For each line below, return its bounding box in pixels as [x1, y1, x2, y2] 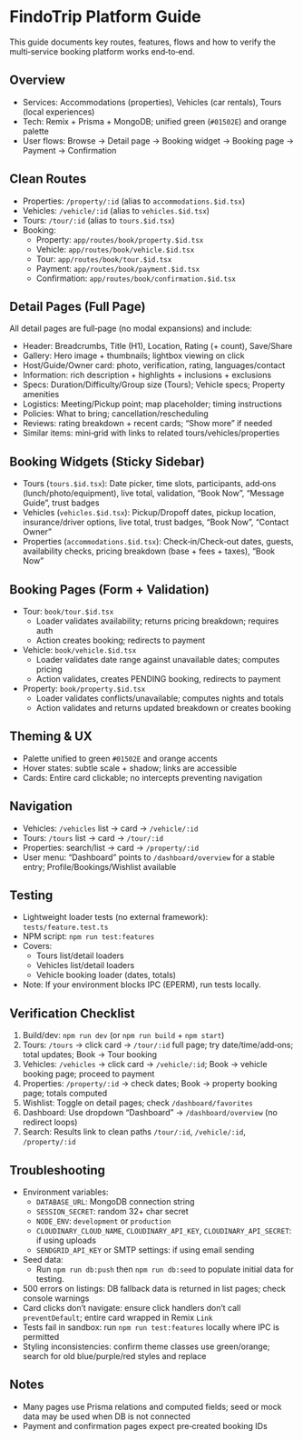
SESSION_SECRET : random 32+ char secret [35, 1206, 189, 1217]
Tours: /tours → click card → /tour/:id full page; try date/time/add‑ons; [22, 1039, 294, 1051]
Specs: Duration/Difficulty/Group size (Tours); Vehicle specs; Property [22, 379, 286, 390]
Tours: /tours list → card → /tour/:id [22, 832, 164, 843]
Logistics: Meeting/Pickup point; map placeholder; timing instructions [22, 398, 283, 410]
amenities [22, 389, 60, 400]
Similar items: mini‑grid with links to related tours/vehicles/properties [22, 427, 280, 438]
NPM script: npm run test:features [22, 931, 155, 942]
